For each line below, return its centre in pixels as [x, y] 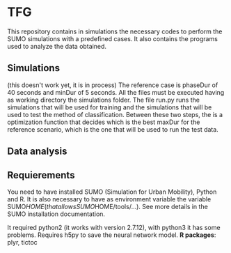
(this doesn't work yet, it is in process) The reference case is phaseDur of [113, 85]
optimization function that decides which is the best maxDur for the [104, 122]
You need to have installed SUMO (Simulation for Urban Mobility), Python [112, 192]
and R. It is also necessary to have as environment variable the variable [109, 199]
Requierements [41, 175]
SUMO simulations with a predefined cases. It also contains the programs [112, 38]
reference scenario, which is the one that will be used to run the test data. [113, 129]
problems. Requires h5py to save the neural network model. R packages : [112, 235]
